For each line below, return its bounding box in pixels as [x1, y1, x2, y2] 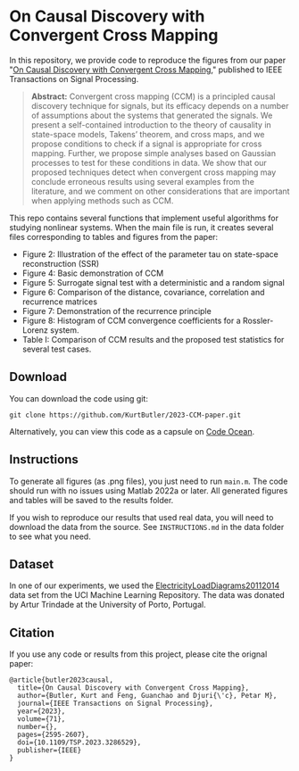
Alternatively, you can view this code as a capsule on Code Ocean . [9, 426, 255, 436]
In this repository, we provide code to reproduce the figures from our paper [9, 54, 287, 65]
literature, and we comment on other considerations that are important [30, 186, 290, 196]
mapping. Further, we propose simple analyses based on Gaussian [30, 147, 277, 158]
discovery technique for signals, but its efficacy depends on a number [30, 100, 289, 111]
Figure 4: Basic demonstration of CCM [21, 268, 164, 278]
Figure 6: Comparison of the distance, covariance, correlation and [21, 286, 265, 297]
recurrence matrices [21, 296, 98, 307]
